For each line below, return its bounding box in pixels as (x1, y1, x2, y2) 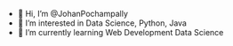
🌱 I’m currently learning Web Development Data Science (17, 27, 224, 37)
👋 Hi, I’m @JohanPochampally (17, 9, 129, 19)
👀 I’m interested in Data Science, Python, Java (17, 18, 187, 28)
